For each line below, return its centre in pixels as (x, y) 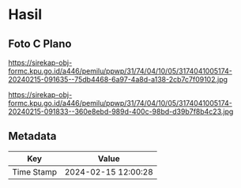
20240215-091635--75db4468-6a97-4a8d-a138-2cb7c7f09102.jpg (118, 79)
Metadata (32, 136)
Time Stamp (35, 171)
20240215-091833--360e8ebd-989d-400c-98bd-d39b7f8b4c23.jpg (121, 111)
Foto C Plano (40, 44)
